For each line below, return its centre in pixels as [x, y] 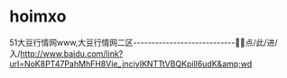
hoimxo [38, 17]
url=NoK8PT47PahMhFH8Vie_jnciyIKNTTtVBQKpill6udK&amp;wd [131, 64]
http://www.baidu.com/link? [72, 53]
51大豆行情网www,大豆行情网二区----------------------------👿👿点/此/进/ [143, 42]
